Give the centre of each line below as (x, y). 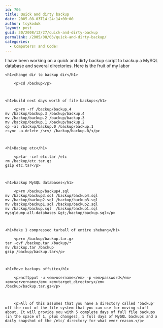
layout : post (18, 28)
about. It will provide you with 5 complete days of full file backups (80, 312)
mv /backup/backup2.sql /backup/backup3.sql (51, 200)
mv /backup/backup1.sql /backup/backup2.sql (51, 204)
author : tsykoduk (23, 23)
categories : (17, 42)
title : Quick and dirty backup (37, 14)
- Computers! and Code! (34, 46)
